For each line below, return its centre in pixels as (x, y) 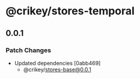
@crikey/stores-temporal (70, 11)
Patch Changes (29, 50)
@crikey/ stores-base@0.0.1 (57, 69)
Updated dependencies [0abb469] (57, 63)
